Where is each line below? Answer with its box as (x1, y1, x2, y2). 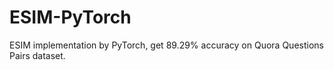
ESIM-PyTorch (9, 6, 132, 29)
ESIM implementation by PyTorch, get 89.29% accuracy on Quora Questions (9, 39, 324, 51)
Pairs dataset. (9, 49, 66, 61)
